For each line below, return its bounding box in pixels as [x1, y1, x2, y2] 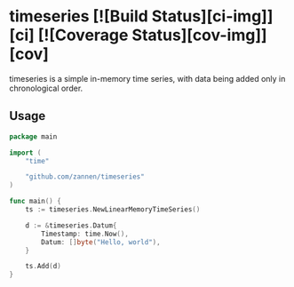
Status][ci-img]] [151, 6, 274, 27]
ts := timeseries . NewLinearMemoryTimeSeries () [25, 205, 201, 214]
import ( [9, 148, 42, 157]
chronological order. [9, 83, 83, 93]
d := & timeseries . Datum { [25, 220, 117, 230]
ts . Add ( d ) [25, 262, 62, 271]
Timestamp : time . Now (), [41, 229, 129, 238]
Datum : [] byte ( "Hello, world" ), [41, 237, 162, 246]
